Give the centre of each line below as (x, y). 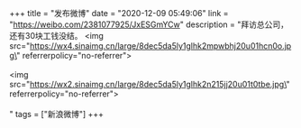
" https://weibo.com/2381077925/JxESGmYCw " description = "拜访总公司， (149, 24)
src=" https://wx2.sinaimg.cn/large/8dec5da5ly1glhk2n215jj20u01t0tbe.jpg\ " (150, 84)
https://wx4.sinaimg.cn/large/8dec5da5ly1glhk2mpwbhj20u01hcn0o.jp (161, 46)
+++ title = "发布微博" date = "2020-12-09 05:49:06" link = (119, 13)
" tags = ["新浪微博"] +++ (57, 114)
